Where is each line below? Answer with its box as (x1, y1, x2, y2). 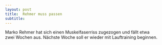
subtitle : (5, 16, 25, 21)
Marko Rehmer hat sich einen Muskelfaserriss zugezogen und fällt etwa (5, 30, 150, 35)
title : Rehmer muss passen (5, 12, 63, 16)
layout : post (5, 7, 32, 12)
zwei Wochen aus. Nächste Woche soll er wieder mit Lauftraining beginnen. (5, 34, 158, 40)
